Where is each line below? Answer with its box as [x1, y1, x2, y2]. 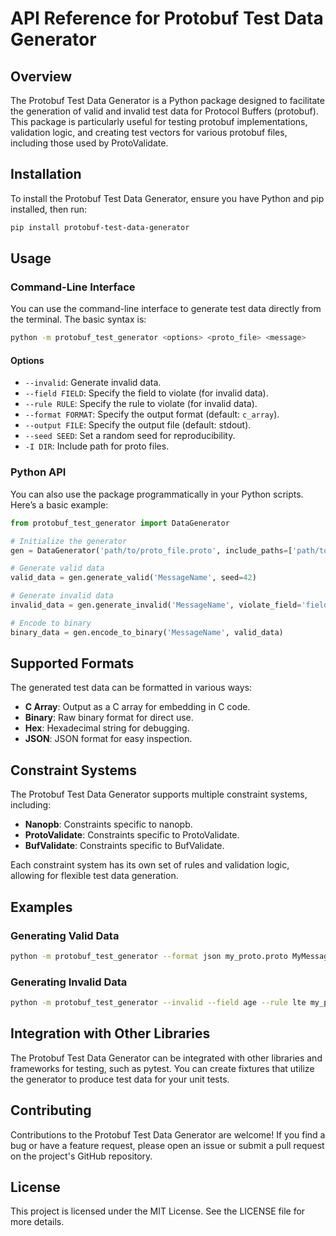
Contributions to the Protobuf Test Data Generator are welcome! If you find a [10, 1128, 326, 1141]
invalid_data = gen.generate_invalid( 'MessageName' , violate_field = [10, 600, 302, 610]
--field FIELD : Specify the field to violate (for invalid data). [24, 387, 269, 399]
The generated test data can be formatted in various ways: [10, 682, 253, 694]
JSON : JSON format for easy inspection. [24, 733, 193, 745]
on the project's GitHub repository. [10, 1150, 153, 1162]
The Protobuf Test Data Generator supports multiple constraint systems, [10, 788, 308, 801]
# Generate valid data [10, 563, 105, 574]
